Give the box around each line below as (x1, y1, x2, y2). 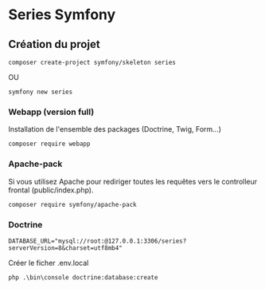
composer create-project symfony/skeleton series (8, 58, 177, 66)
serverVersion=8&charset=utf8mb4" (8, 243, 123, 252)
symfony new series (8, 88, 73, 96)
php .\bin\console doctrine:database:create (8, 273, 158, 281)
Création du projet (8, 38, 101, 51)
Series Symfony (8, 6, 116, 24)
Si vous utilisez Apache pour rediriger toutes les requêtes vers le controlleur (8, 176, 258, 186)
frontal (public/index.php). (8, 185, 94, 195)
